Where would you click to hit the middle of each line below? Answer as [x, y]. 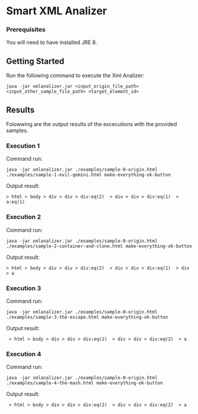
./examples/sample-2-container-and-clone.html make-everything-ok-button [99, 246]
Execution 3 [24, 288]
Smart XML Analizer [57, 11]
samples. [17, 131]
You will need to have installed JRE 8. [52, 42]
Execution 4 [24, 354]
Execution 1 [23, 146]
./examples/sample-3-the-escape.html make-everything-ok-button [87, 317]
